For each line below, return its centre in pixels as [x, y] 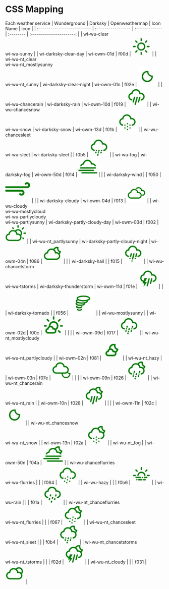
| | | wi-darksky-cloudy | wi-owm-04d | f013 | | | [92, 201]
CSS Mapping [35, 9]
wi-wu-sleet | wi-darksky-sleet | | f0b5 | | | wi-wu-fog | [72, 154]
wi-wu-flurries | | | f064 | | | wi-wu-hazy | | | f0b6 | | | [81, 482]
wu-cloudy [16, 206]
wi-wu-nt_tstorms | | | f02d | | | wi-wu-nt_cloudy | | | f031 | [76, 562]
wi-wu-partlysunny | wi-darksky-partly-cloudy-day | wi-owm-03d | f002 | [82, 222]
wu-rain [13, 502]
